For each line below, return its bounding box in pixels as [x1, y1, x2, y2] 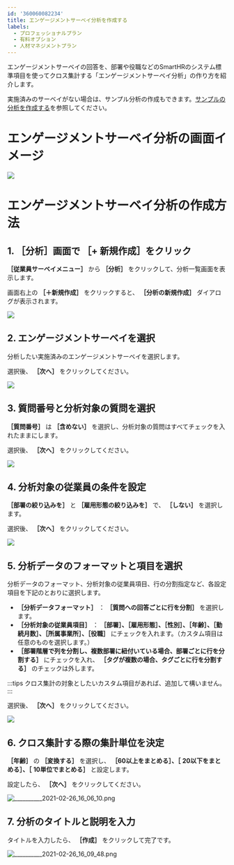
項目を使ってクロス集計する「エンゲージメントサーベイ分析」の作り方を [13, 71, 221, 79]
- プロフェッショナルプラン [13, 29, 82, 37]
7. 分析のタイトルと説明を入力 [7, 816, 136, 828]
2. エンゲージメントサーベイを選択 [7, 332, 155, 344]
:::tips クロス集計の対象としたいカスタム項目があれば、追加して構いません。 [7, 679, 226, 687]
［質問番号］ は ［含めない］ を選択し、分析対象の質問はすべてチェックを [7, 422, 219, 431]
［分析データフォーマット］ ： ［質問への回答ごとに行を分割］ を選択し [17, 604, 224, 612]
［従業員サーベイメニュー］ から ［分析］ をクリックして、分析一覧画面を [7, 264, 219, 273]
